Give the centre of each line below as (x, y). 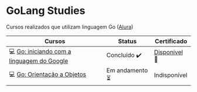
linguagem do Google (39, 61)
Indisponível (171, 75)
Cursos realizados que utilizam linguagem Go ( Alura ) (70, 27)
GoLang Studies (46, 11)
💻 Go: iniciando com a (40, 51)
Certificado (171, 41)
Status (127, 41)
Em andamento (127, 70)
